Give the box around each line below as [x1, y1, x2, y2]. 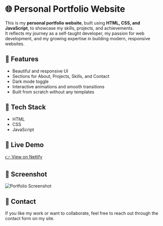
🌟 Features [5, 55, 39, 63]
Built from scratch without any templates [12, 89, 95, 95]
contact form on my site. [5, 216, 55, 221]
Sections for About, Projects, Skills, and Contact [12, 73, 109, 79]
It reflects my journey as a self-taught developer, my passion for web [5, 30, 145, 36]
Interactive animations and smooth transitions [12, 83, 105, 89]
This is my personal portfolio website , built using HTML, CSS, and [5, 20, 140, 25]
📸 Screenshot [5, 170, 48, 178]
